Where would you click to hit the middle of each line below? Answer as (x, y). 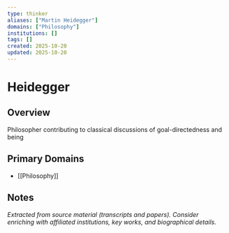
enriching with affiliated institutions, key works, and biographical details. (112, 222)
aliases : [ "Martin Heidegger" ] (53, 20)
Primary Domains (46, 159)
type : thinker (28, 14)
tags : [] (20, 40)
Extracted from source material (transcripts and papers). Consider (103, 214)
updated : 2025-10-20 (37, 53)
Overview (29, 113)
